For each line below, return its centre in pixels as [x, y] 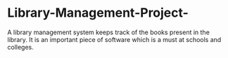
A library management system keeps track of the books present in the [108, 32]
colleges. [20, 47]
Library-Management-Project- [98, 13]
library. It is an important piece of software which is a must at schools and [114, 39]
